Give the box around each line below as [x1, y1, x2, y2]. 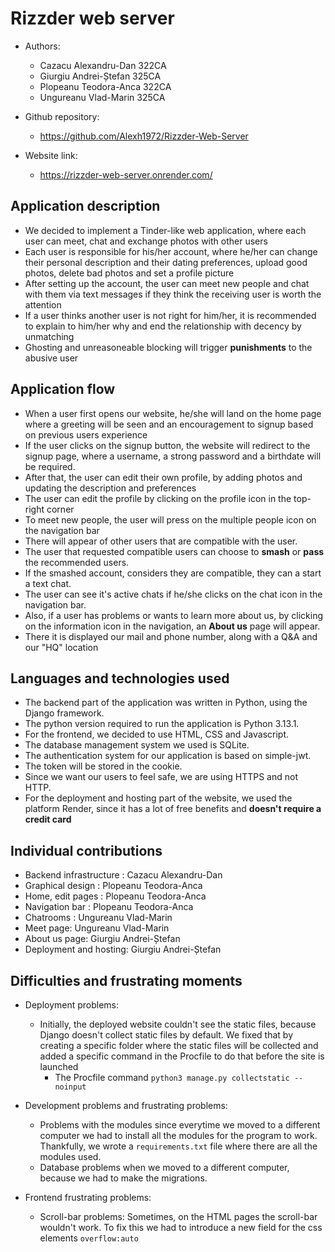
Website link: [24, 149, 78, 161]
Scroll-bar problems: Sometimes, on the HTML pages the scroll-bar [39, 1211, 318, 1222]
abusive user [24, 352, 79, 364]
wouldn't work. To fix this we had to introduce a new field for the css [39, 1222, 323, 1233]
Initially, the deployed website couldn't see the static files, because [39, 1018, 317, 1030]
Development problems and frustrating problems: [24, 1100, 228, 1111]
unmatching [24, 330, 75, 342]
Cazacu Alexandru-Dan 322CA [39, 59, 167, 71]
